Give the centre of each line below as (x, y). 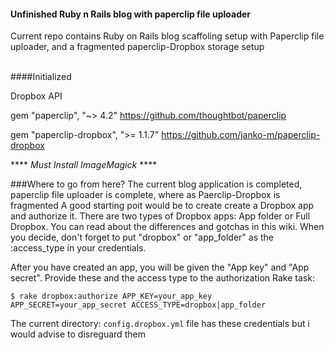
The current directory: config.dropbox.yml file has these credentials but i (160, 324)
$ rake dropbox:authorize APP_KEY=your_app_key (111, 296)
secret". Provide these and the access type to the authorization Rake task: (162, 278)
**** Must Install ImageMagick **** (84, 165)
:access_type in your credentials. (78, 248)
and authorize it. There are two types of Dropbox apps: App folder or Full (160, 216)
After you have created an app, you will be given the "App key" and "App (160, 267)
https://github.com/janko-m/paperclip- (241, 135)
